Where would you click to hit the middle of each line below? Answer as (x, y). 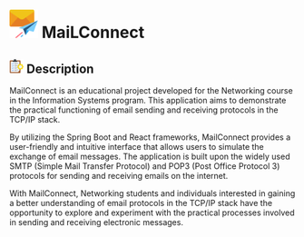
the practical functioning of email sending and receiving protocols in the (144, 110)
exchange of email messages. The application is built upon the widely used (150, 156)
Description (60, 69)
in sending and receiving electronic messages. (97, 222)
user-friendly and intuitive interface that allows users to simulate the (137, 147)
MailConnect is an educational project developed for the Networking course (151, 90)
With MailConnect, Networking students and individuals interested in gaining (152, 193)
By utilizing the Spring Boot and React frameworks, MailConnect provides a (150, 137)
